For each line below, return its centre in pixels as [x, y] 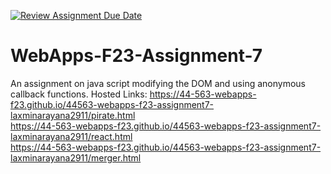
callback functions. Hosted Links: [79, 94]
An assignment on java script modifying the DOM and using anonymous [158, 83]
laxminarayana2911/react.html [71, 136]
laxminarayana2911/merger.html [76, 157]
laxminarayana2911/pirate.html [73, 115]
